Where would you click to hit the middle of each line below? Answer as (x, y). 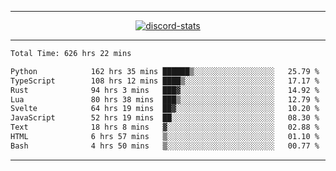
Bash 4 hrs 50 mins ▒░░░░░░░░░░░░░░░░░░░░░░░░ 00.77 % (165, 146)
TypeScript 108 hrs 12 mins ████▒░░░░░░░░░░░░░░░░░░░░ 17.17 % (165, 81)
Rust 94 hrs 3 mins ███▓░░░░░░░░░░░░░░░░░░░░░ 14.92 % (165, 90)
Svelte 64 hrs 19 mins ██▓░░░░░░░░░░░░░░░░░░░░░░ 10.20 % (165, 109)
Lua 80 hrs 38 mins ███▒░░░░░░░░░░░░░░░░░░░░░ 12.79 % (165, 99)
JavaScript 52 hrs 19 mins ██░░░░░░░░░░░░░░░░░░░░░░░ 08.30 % (165, 118)
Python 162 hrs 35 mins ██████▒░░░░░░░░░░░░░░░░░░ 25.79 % (165, 71)
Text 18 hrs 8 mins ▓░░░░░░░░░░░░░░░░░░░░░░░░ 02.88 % (165, 127)
